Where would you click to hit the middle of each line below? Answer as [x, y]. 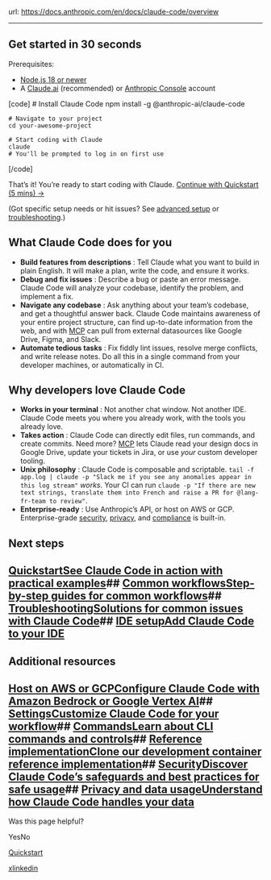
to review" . [69, 501]
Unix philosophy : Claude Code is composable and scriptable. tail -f [137, 469]
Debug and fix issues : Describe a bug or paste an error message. [130, 279]
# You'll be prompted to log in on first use [86, 154]
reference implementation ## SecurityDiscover [128, 764]
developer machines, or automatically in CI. [92, 365]
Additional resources [62, 661]
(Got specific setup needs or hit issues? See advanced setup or [114, 208]
